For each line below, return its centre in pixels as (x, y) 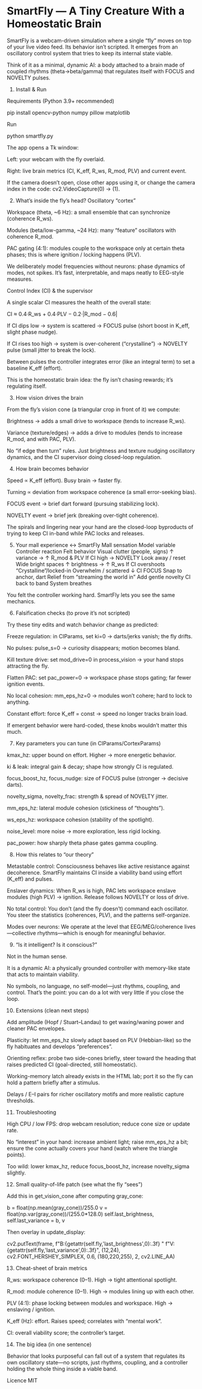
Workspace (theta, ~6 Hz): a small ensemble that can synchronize (89, 212)
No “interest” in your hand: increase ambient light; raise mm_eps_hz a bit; (98, 1142)
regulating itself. (27, 386)
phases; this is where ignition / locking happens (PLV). (74, 254)
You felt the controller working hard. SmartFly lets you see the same (91, 595)
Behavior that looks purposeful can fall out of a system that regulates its (96, 1356)
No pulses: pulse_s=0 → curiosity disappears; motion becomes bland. (93, 648)
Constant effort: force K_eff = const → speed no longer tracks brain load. (97, 713)
